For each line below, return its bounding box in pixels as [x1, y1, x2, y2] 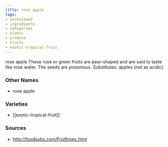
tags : [5, 12, 17, 17]
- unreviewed [5, 17, 33, 22]
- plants [5, 31, 24, 36]
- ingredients [5, 21, 35, 27]
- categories [5, 26, 33, 31]
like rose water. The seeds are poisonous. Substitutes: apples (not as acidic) [5, 64, 164, 70]
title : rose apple [5, 7, 44, 13]
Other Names [5, 77, 39, 84]
